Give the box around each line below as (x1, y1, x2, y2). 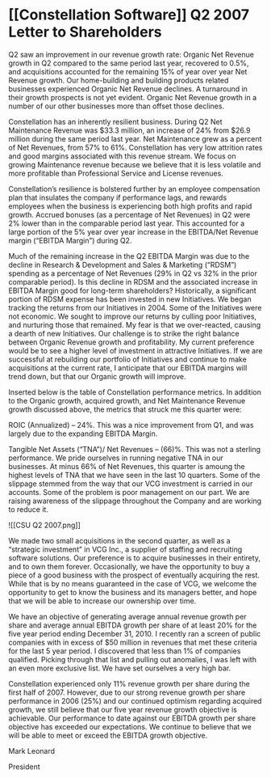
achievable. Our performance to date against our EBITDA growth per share (8, 713, 256, 723)
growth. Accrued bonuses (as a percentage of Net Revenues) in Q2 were (8, 209, 251, 219)
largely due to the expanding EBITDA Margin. (8, 429, 158, 438)
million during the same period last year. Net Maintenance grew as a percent (8, 133, 262, 143)
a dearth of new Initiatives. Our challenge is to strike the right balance (8, 328, 240, 338)
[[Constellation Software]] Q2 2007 (8, 6, 250, 24)
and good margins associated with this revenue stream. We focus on (8, 151, 236, 161)
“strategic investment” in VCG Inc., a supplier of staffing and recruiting (8, 544, 243, 554)
